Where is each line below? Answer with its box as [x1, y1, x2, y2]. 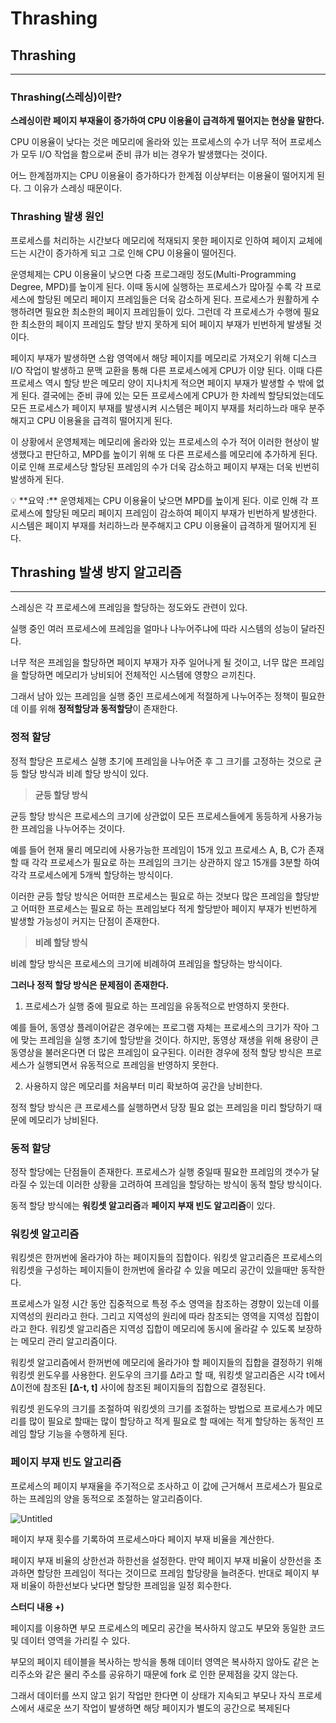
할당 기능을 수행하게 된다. [28, 1428, 128, 1440]
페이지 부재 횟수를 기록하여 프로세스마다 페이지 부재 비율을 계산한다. [10, 1533, 275, 1545]
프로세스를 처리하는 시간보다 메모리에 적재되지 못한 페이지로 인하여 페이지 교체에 [10, 234, 323, 246]
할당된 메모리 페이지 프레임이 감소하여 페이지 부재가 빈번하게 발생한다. [44, 507, 318, 519]
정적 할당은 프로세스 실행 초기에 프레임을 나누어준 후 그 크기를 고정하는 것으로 [10, 755, 312, 767]
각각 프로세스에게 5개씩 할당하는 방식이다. [10, 868, 173, 881]
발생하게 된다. [10, 473, 65, 485]
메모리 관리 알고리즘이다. [20, 1335, 118, 1347]
